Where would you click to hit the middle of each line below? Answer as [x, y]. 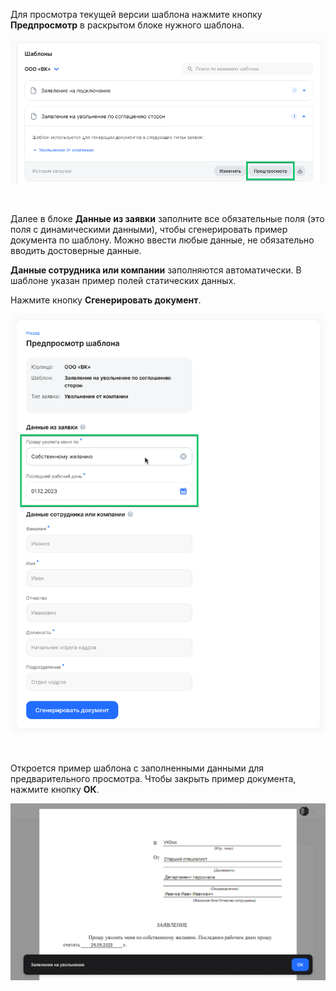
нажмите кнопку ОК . [55, 789]
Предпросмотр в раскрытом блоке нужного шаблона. [127, 25]
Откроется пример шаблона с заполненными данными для [137, 768]
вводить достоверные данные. [76, 251]
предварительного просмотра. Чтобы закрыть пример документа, [153, 778]
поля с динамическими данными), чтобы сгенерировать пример [149, 230]
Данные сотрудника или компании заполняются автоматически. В [156, 270]
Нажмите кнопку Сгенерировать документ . [106, 300]
